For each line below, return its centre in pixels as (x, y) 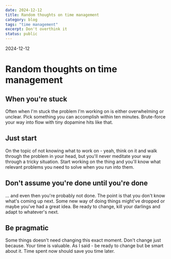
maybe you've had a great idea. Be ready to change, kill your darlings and (83, 206)
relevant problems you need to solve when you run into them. (70, 167)
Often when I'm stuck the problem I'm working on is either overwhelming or (85, 111)
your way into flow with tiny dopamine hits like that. (59, 122)
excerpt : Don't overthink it (36, 29)
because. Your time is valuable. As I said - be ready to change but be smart (84, 246)
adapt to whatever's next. (32, 212)
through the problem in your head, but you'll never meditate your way (78, 156)
